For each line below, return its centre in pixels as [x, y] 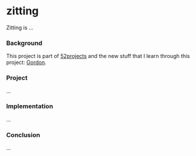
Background [24, 43]
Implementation [30, 106]
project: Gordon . [26, 62]
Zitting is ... [20, 27]
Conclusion [23, 134]
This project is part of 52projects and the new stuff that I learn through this [98, 56]
